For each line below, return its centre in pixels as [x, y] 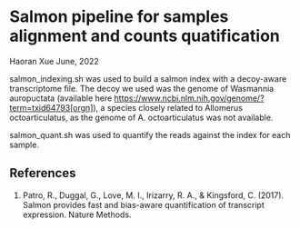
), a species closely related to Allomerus [168, 107]
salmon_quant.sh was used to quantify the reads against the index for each [150, 134]
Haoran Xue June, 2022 [55, 61]
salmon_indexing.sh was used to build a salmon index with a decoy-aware [148, 78]
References [43, 173]
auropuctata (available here [61, 98]
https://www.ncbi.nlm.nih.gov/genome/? [190, 98]
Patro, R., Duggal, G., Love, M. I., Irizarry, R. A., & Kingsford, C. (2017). [153, 195]
